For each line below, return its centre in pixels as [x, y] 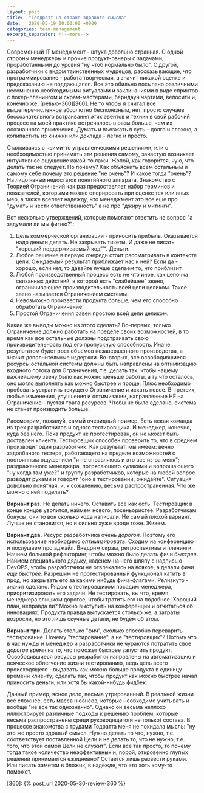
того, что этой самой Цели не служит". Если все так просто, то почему [99, 746]
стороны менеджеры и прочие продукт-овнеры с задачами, [85, 58]
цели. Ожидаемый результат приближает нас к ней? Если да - [97, 261]
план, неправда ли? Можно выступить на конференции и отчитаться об [100, 606]
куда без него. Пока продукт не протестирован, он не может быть [93, 434]
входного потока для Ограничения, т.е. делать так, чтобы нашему [93, 370]
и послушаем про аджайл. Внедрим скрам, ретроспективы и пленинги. [100, 548]
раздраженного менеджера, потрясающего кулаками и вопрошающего [100, 466]
